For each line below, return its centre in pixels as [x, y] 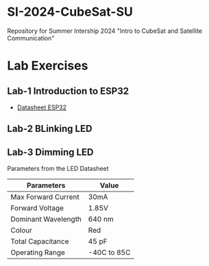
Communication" [31, 38]
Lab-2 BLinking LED [50, 129]
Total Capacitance [40, 241]
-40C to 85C [109, 252]
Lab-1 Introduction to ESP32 [68, 91]
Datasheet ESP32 [42, 107]
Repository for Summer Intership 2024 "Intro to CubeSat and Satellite [105, 31]
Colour [22, 230]
